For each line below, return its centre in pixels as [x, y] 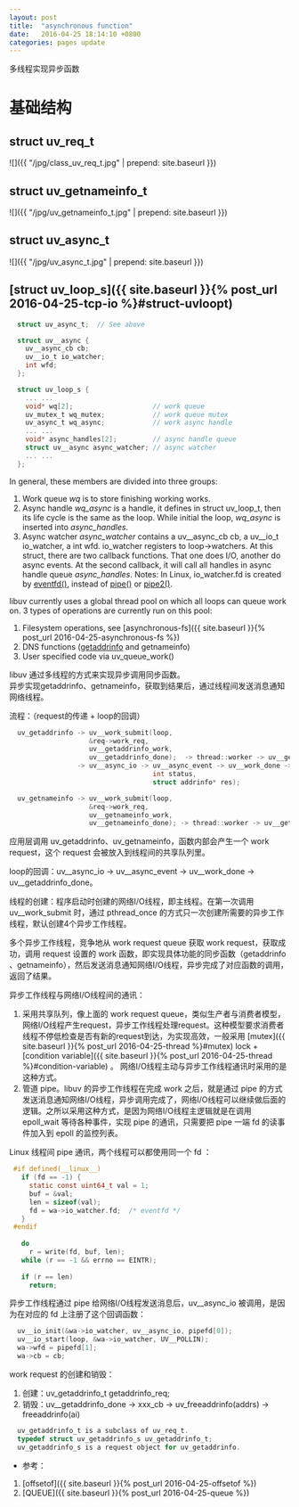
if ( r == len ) [47, 1277]
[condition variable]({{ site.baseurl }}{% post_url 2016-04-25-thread [147, 1056]
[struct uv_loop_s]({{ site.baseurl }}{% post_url [143, 290]
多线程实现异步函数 [44, 69]
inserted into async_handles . [75, 527]
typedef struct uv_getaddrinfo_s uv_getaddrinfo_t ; [115, 1439]
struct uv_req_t [52, 141]
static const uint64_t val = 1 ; [89, 1186]
